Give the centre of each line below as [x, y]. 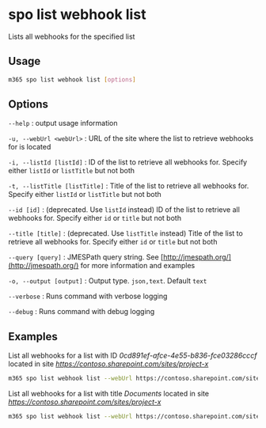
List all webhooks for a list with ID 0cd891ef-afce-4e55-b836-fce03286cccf [133, 356]
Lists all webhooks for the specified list [72, 36]
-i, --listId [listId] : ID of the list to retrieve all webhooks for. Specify [128, 162]
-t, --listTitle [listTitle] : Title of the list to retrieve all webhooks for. [129, 186]
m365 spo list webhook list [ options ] [72, 80]
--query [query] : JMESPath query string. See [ [86, 257]
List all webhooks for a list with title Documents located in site [109, 394]
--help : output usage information [63, 123]
